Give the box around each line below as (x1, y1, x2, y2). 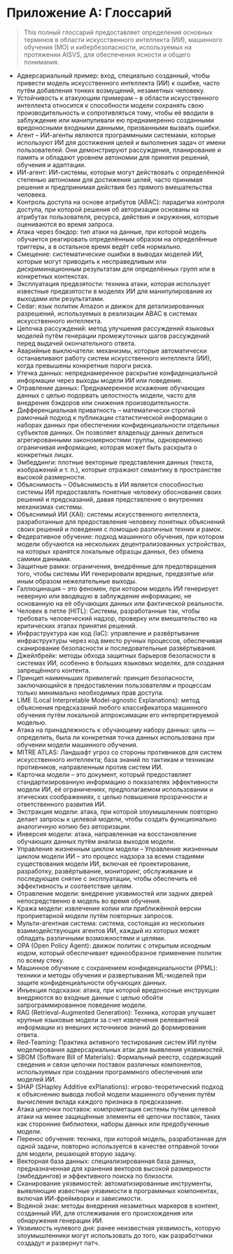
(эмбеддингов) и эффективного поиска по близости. (16, 1171, 174, 1180)
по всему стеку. (16, 956, 65, 964)
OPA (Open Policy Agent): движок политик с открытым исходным (16, 941, 211, 950)
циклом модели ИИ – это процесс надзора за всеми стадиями (16, 852, 204, 860)
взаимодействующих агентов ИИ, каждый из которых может (16, 926, 200, 935)
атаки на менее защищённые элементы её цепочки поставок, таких (16, 1112, 221, 1120)
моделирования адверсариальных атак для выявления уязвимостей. (16, 1045, 225, 1054)
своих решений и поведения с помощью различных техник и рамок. (16, 525, 223, 533)
